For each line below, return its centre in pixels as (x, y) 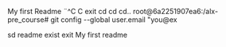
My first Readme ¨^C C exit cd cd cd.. (70, 11)
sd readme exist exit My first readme (68, 35)
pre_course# (28, 20)
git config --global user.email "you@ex (114, 20)
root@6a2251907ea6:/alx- (176, 11)
